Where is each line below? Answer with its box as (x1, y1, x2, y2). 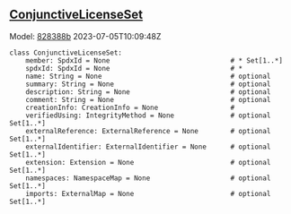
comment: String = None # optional (25, 95, 271, 104)
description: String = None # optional (25, 87, 271, 97)
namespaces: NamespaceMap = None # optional (25, 174, 271, 183)
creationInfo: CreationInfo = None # (25, 103, 235, 112)
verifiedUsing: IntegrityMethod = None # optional (25, 111, 271, 120)
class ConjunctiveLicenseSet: (9, 48, 123, 57)
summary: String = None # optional (25, 80, 271, 89)
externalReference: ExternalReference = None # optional (25, 126, 271, 135)
